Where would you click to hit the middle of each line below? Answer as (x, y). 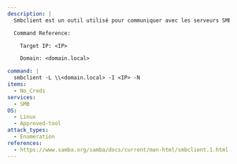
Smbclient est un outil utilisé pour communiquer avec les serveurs (116, 20)
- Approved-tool (37, 124)
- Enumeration (34, 137)
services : (22, 97)
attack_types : (28, 130)
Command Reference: (42, 33)
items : (17, 84)
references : (25, 143)
